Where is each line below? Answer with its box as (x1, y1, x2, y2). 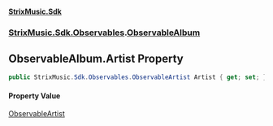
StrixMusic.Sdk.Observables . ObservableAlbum (8, 27, 201, 38)
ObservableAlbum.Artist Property (8, 51, 184, 65)
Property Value (8, 90, 61, 101)
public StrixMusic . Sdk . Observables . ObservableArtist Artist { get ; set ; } (8, 73, 267, 81)
